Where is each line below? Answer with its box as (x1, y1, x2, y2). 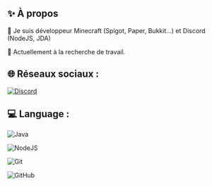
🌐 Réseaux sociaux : (7, 68, 99, 80)
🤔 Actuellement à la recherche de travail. (7, 47, 126, 56)
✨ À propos (7, 8, 59, 20)
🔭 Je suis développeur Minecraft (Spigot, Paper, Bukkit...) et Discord (7, 26, 206, 35)
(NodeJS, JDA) (7, 34, 52, 42)
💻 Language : (7, 108, 69, 120)
